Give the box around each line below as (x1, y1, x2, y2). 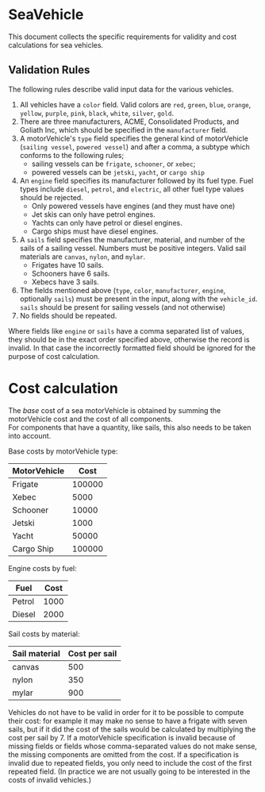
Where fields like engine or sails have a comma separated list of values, (8, 326, 244, 335)
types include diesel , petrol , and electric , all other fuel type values (19, 184, 244, 194)
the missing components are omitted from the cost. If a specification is (8, 749, 240, 759)
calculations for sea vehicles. (8, 40, 104, 49)
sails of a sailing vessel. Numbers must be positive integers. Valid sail (19, 243, 247, 253)
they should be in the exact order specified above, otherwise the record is (8, 334, 250, 344)
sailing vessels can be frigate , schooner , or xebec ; (31, 159, 196, 168)
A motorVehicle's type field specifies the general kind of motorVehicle (19, 133, 248, 143)
